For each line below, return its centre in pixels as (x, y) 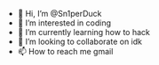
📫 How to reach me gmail (65, 51)
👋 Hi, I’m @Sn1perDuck (60, 14)
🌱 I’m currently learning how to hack (84, 32)
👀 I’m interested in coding (64, 23)
